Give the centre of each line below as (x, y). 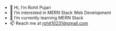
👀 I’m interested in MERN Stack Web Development (60, 13)
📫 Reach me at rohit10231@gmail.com (49, 23)
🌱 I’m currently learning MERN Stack (46, 18)
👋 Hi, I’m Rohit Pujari (30, 8)
